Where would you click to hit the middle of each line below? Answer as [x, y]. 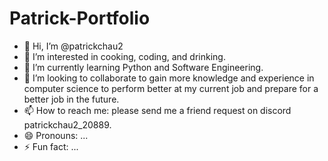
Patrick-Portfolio [80, 18]
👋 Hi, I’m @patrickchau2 [73, 46]
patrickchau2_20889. [67, 124]
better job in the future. [71, 99]
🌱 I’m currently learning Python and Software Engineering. [143, 67]
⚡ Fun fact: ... [51, 146]
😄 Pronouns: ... [56, 135]
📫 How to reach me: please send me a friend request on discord [157, 110]
